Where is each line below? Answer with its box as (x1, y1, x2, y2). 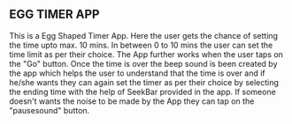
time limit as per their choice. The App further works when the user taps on (9, 48, 283, 60)
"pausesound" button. (9, 105, 90, 115)
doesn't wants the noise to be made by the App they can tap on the (9, 96, 255, 106)
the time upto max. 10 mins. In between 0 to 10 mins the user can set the (9, 40, 273, 50)
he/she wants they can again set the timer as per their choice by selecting (9, 77, 279, 87)
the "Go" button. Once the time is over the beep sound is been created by (9, 58, 278, 69)
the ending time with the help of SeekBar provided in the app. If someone (9, 86, 276, 97)
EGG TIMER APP (9, 7, 100, 22)
